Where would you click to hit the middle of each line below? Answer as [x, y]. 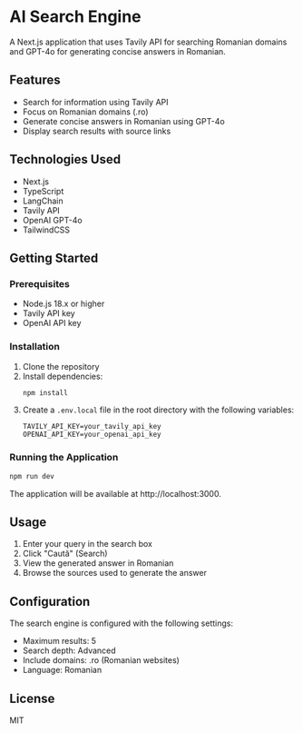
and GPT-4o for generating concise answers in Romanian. [118, 51]
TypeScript [43, 191]
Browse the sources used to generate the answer [114, 573]
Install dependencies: [63, 376]
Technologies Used [65, 159]
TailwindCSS [46, 230]
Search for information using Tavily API [95, 102]
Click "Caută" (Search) [65, 554]
